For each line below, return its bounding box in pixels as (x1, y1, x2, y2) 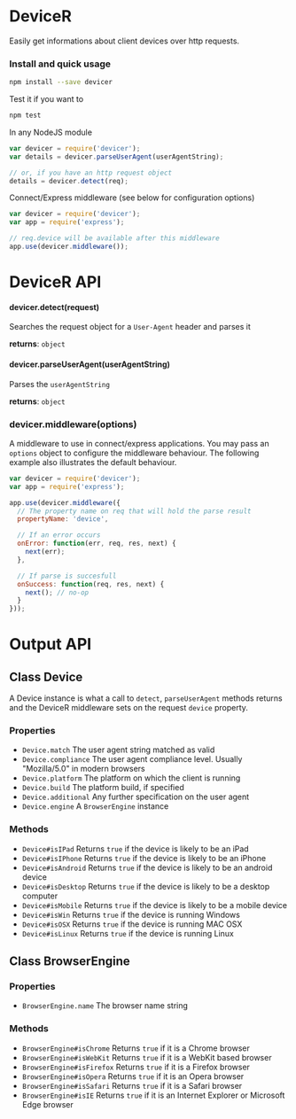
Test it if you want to (9, 94, 84, 105)
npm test (9, 111, 42, 120)
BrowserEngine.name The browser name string (21, 1000, 189, 1011)
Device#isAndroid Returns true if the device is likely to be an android (21, 862, 273, 873)
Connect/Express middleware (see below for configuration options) (9, 192, 255, 203)
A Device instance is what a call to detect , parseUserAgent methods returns (9, 693, 283, 703)
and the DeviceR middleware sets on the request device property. (9, 703, 248, 713)
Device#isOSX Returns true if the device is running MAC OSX (21, 919, 243, 929)
